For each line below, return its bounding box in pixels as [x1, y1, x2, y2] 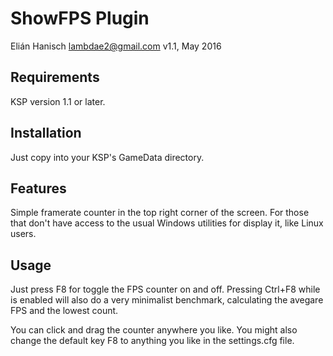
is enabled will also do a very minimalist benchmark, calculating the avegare [10, 294, 324, 306]
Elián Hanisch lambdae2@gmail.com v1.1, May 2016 [10, 40, 222, 52]
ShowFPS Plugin [10, 7, 150, 30]
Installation [10, 125, 82, 142]
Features [10, 180, 67, 197]
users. [10, 228, 37, 240]
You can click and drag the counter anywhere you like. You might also [10, 324, 298, 336]
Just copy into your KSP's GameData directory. [10, 151, 205, 163]
